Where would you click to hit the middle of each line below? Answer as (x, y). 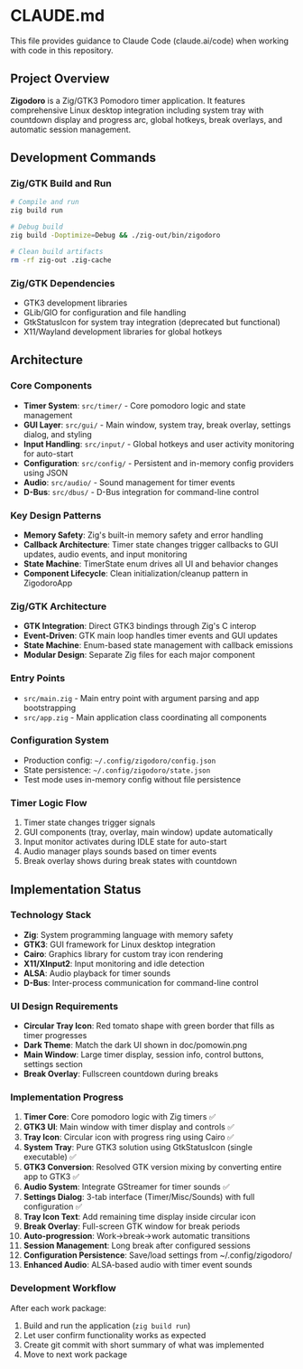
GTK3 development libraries (75, 303)
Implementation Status (76, 890)
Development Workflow (63, 1289)
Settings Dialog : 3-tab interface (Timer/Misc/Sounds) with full (139, 1197)
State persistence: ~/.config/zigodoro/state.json (117, 770)
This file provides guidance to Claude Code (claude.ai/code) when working (150, 41)
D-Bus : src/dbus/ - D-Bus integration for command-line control (141, 492)
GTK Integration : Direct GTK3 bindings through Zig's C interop (140, 626)
